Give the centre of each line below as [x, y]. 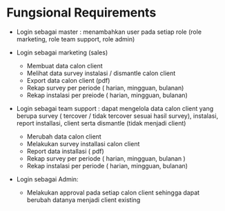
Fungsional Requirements [81, 13]
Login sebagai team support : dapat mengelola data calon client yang [115, 108]
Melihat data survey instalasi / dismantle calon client [101, 73]
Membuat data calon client [65, 66]
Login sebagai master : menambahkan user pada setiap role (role [109, 32]
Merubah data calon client [64, 137]
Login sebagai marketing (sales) [62, 52]
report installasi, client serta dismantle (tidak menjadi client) [101, 123]
